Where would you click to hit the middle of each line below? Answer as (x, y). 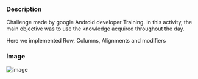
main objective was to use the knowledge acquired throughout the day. (95, 29)
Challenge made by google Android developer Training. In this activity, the (99, 22)
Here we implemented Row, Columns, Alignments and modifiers (86, 41)
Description (24, 9)
